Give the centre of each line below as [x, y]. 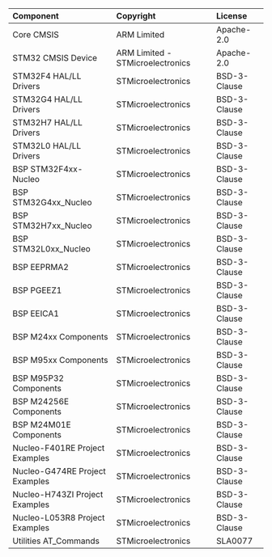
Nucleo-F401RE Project [59, 448]
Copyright [136, 16]
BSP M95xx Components [60, 360]
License [232, 16]
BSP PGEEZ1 [37, 290]
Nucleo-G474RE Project [59, 471]
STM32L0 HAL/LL [47, 146]
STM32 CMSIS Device [55, 58]
